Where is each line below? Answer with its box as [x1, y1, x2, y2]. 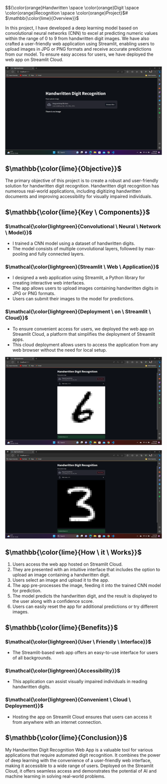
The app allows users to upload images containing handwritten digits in [12, 285, 159, 291]
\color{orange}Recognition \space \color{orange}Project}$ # [5, 10, 128, 16]
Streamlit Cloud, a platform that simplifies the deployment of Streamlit [12, 331, 156, 337]
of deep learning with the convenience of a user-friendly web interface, [5, 757, 152, 763]
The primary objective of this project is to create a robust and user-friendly [5, 178, 159, 184]
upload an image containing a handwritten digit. [12, 572, 110, 578]
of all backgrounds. [12, 655, 52, 661]
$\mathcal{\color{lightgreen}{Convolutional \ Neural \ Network [5, 223, 162, 230]
